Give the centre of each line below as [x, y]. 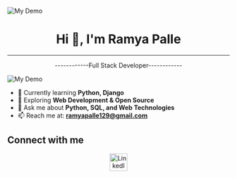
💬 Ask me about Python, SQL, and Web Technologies [96, 107]
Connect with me [46, 140]
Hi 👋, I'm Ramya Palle [119, 39]
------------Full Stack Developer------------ [119, 65]
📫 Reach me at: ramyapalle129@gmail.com [83, 115]
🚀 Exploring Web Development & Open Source [86, 100]
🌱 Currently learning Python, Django [71, 92]
